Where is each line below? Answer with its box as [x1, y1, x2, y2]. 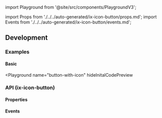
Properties [5, 97, 28, 103]
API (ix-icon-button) [5, 84, 55, 91]
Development [5, 33, 48, 42]
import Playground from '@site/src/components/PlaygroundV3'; [5, 4, 137, 10]
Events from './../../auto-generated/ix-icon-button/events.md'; [5, 19, 132, 25]
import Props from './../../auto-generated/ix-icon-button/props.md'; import [5, 14, 157, 19]
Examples [5, 48, 30, 55]
